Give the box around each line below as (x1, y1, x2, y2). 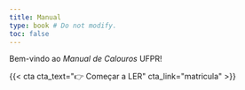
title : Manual (9, 12, 62, 22)
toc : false (9, 29, 50, 38)
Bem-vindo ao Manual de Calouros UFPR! (9, 54, 162, 64)
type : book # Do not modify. (9, 21, 117, 30)
